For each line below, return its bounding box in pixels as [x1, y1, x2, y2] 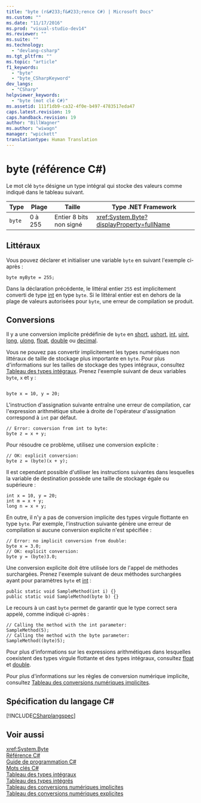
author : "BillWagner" [6, 120, 60, 126]
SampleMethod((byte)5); [6, 638, 66, 644]
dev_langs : [6, 81, 33, 87]
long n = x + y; [6, 503, 47, 509]
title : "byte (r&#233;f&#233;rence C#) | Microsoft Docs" [6, 8, 154, 15]
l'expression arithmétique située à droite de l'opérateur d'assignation [6, 408, 176, 415]
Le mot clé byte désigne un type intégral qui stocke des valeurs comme [6, 182, 182, 189]
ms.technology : [6, 42, 44, 48]
